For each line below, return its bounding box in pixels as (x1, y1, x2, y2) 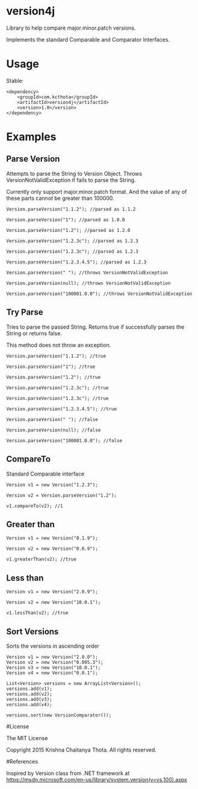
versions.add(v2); (6, 691, 52, 697)
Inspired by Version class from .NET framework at (6, 769, 130, 777)
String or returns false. (6, 329, 62, 337)
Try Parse (6, 307, 43, 318)
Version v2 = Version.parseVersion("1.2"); (6, 492, 117, 498)
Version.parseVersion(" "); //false (6, 416, 98, 422)
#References (6, 758, 38, 765)
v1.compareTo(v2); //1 (6, 503, 63, 509)
